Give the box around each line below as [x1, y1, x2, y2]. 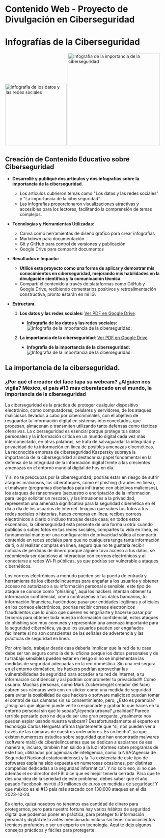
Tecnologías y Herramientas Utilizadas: [12, 220, 95, 227]
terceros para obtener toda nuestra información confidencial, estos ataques [5, 614, 159, 621]
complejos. [19, 211, 42, 217]
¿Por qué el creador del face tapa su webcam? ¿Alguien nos [5, 378, 151, 385]
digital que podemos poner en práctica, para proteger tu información [5, 811, 144, 817]
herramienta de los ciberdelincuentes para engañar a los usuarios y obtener [5, 578, 159, 584]
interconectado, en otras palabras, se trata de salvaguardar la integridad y [5, 438, 156, 444]
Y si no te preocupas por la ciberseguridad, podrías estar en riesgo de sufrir [5, 474, 159, 480]
